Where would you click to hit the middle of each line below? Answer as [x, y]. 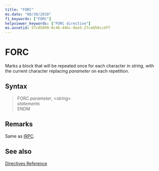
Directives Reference [26, 163]
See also [18, 152]
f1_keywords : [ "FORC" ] [28, 19]
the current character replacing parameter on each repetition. [67, 71]
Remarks [19, 124]
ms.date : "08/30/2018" [28, 14]
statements [28, 103]
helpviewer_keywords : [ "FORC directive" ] [48, 23]
